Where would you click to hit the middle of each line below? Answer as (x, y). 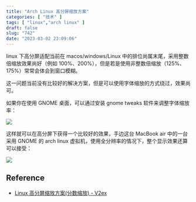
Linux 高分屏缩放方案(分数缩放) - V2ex (61, 193)
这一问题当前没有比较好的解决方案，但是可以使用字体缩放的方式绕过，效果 (96, 83)
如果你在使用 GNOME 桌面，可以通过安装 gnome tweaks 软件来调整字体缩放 (98, 103)
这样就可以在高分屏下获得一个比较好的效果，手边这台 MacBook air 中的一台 (97, 133)
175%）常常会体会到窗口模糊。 (43, 71)
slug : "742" (20, 33)
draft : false (22, 28)
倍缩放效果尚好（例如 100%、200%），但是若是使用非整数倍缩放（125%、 (96, 63)
